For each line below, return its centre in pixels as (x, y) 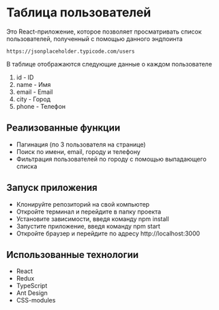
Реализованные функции (63, 128)
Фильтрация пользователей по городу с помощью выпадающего (111, 159)
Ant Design (32, 293)
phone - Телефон (41, 106)
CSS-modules (36, 300)
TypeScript (32, 286)
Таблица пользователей (79, 13)
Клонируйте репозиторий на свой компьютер (83, 204)
